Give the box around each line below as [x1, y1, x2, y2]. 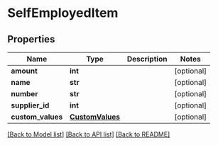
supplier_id [11, 100, 50, 110]
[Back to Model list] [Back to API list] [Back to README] [7, 130, 170, 139]
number [11, 89, 38, 98]
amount [11, 66, 38, 76]
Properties [7, 33, 55, 45]
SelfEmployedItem [7, 5, 119, 21]
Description [126, 54, 168, 64]
